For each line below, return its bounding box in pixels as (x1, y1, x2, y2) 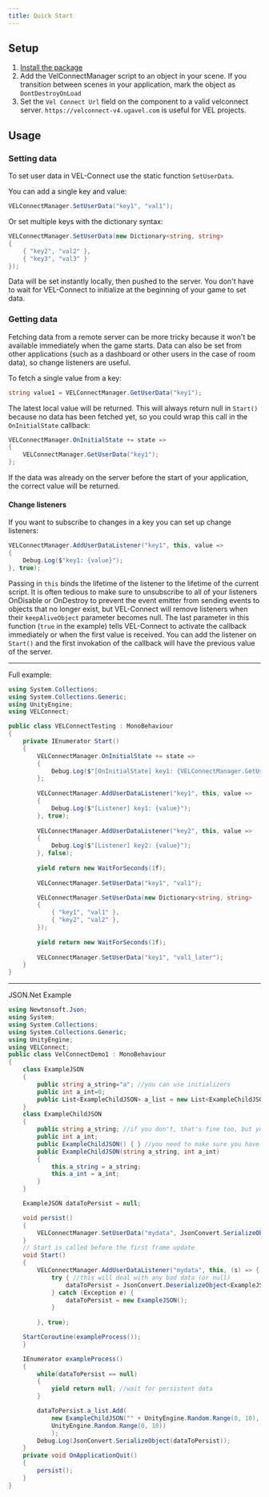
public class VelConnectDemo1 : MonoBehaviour (8, 1050, 167, 1059)
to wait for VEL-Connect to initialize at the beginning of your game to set (8, 285, 247, 295)
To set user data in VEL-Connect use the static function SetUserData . (8, 171, 235, 181)
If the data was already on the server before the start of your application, (8, 473, 249, 483)
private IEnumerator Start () (22, 737, 120, 745)
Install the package (19, 63, 83, 72)
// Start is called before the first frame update (22, 1244, 195, 1252)
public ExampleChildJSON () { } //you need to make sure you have (37, 1140, 260, 1148)
